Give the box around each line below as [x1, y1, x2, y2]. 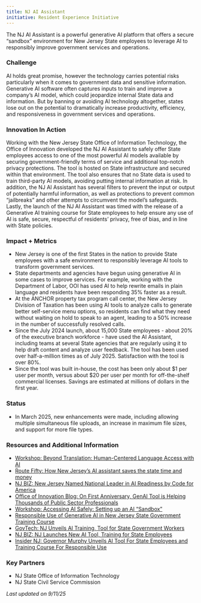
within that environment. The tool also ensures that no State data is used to [6, 171, 191, 178]
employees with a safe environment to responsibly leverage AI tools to [14, 257, 188, 264]
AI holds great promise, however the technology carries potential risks [6, 72, 179, 79]
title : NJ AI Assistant [6, 8, 66, 15]
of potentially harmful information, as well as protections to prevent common [6, 190, 195, 197]
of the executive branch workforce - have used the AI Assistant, [14, 334, 173, 341]
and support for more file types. [14, 425, 94, 433]
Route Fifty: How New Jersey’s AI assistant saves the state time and [14, 467, 182, 474]
